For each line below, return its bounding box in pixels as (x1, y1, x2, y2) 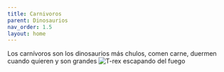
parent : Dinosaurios (7, 17, 69, 24)
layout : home (7, 30, 46, 37)
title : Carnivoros (7, 10, 62, 18)
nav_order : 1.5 (7, 23, 53, 30)
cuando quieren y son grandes (7, 57, 97, 66)
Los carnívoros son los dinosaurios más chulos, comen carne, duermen (7, 49, 217, 58)
